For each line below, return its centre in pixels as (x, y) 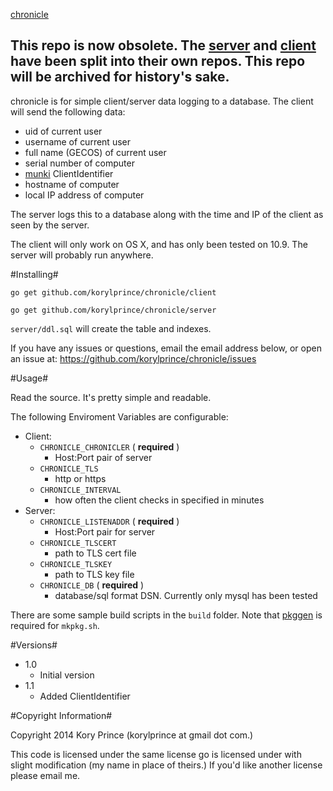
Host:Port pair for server (105, 531)
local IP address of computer (84, 195)
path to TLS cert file (95, 553)
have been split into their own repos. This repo (158, 61)
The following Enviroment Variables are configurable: (119, 416)
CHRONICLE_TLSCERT (78, 543)
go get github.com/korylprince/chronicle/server (113, 310)
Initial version (67, 675)
